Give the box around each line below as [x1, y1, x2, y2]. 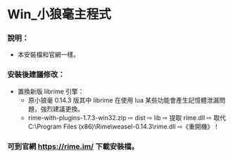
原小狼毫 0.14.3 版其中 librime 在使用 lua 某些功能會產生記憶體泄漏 [27, 96, 220, 104]
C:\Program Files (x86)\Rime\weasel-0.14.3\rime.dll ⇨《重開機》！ [27, 122, 220, 131]
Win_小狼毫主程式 [7, 6, 111, 22]
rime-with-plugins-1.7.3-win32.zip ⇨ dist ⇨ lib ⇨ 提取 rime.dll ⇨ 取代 [27, 113, 227, 121]
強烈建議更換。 [40, 105, 84, 113]
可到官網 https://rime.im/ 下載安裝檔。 [7, 141, 139, 151]
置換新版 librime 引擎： [17, 87, 84, 96]
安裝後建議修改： [7, 70, 65, 79]
